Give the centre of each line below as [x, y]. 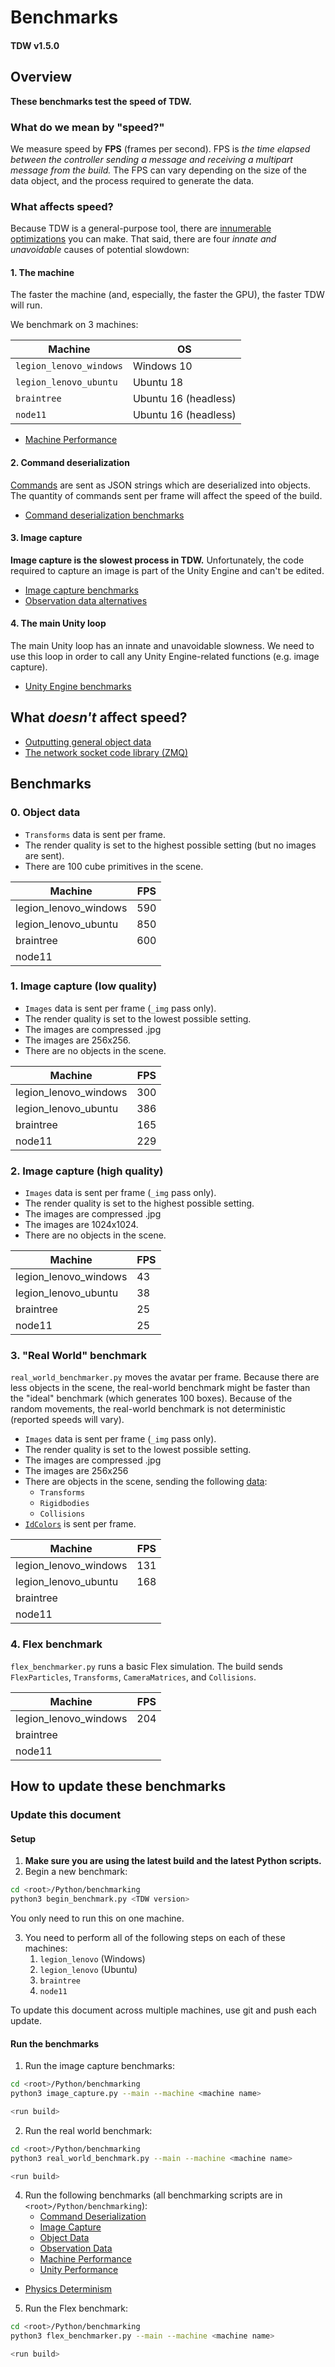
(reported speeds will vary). [67, 1420]
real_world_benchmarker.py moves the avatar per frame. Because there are [165, 1377]
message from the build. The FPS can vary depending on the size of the [158, 170]
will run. [26, 305]
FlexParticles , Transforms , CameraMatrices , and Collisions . [133, 1677]
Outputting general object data [88, 742]
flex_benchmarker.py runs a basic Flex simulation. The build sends [146, 1666]
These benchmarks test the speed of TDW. [101, 101]
